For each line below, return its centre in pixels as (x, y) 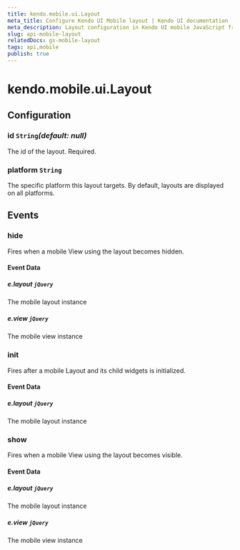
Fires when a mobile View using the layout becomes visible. (95, 455)
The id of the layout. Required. (52, 151)
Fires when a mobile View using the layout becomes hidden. (96, 251)
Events (23, 215)
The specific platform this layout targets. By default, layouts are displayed (116, 186)
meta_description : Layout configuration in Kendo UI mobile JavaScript (116, 27)
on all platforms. (31, 193)
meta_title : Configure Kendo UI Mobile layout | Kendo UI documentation (118, 21)
